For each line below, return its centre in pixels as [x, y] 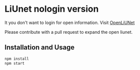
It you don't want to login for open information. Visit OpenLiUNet [70, 23]
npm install [17, 59]
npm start [15, 63]
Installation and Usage [40, 47]
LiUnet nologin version [52, 9]
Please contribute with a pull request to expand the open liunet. [69, 32]
